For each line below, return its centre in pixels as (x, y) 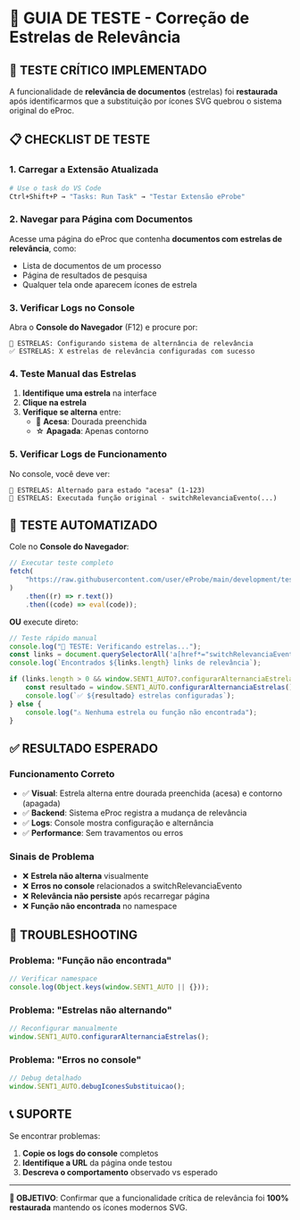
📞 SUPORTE (41, 1114)
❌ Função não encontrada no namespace (100, 907)
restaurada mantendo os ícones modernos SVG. (99, 1207)
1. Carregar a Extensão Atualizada (84, 170)
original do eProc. (42, 110)
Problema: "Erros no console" (75, 1059)
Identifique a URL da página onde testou (97, 1162)
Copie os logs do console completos (90, 1153)
